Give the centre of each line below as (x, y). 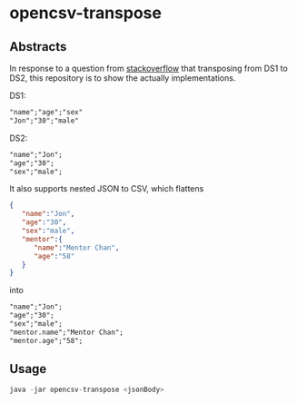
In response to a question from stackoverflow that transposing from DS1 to (148, 68)
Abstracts (38, 47)
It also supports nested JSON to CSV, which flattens (107, 189)
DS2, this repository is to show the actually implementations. (123, 78)
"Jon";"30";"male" (44, 121)
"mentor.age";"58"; (46, 340)
